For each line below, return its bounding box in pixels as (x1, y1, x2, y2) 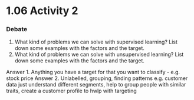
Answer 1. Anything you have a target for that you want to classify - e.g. (6, 69, 180, 76)
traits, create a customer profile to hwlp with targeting (6, 87, 137, 95)
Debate (6, 25, 28, 34)
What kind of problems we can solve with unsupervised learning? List (14, 51, 184, 58)
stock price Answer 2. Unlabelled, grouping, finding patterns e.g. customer (6, 75, 188, 82)
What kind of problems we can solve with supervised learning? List (14, 38, 178, 45)
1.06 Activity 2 (6, 4, 78, 18)
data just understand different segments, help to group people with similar (6, 81, 186, 88)
